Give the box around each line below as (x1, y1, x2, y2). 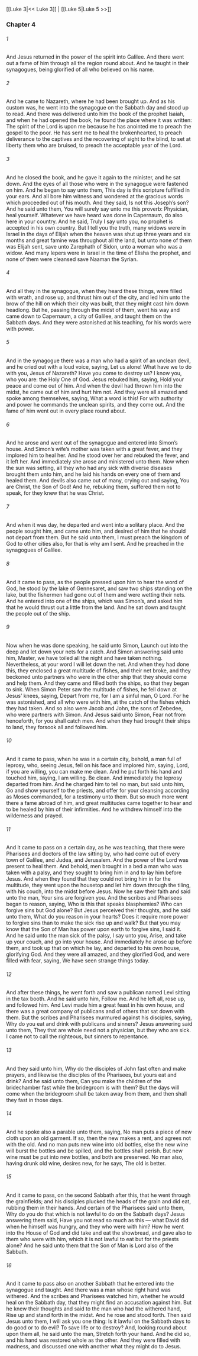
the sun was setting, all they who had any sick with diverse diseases (6, 465, 173, 472)
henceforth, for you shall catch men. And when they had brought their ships (6, 717, 191, 724)
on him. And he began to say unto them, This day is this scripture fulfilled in (6, 186, 190, 194)
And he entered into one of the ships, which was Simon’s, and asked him (6, 597, 183, 604)
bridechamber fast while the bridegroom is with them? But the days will (6, 1084, 180, 1091)
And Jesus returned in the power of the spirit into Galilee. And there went (6, 53, 184, 60)
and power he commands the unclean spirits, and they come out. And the (6, 401, 185, 408)
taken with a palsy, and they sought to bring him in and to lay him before (6, 869, 182, 876)
